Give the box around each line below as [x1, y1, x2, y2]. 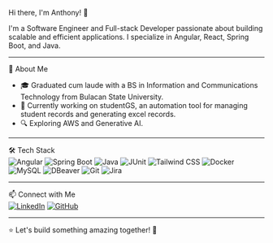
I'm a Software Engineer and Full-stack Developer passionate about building [8, 24, 263, 33]
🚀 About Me [8, 64, 49, 73]
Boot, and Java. [8, 41, 61, 50]
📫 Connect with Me [8, 189, 76, 199]
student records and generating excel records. [19, 110, 176, 119]
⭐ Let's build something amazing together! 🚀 [8, 225, 158, 235]
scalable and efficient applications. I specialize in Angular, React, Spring [8, 33, 249, 41]
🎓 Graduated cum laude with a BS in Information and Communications [19, 80, 258, 89]
